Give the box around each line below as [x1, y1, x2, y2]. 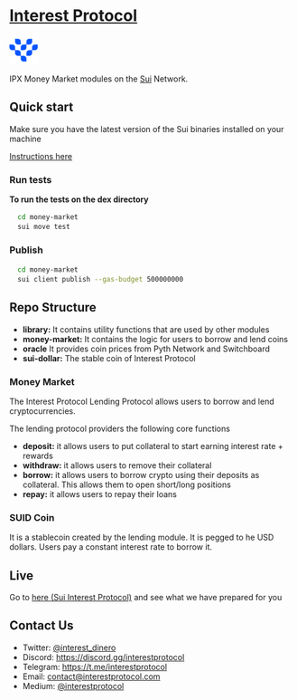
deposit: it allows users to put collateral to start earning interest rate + [22, 440, 283, 451]
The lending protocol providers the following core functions [9, 423, 230, 434]
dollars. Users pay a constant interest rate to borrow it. [9, 542, 212, 552]
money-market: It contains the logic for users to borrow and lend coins [22, 333, 289, 344]
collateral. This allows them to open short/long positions [22, 479, 232, 490]
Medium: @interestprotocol [22, 680, 125, 691]
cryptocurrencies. [9, 405, 76, 417]
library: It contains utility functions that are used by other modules [22, 323, 270, 335]
